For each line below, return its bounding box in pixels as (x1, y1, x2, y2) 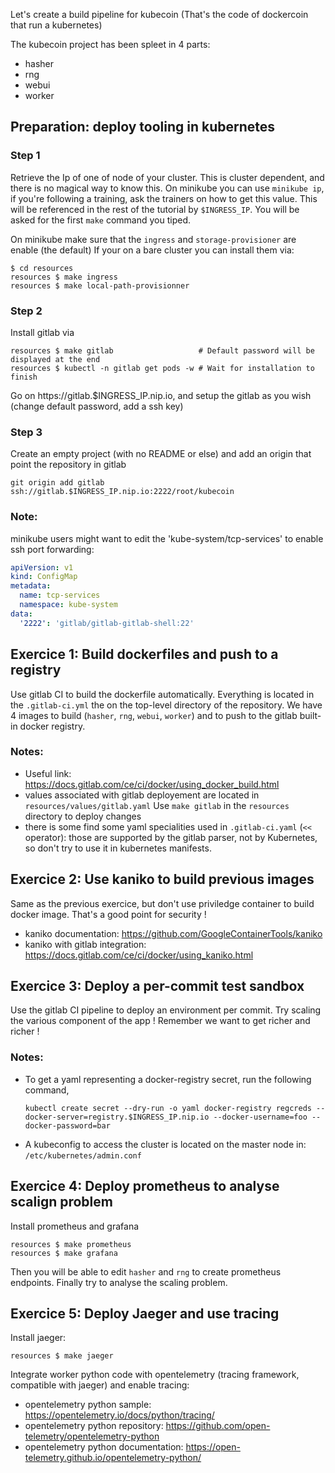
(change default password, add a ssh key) (10, 400, 184, 412)
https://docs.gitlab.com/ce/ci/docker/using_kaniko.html (24, 949, 254, 961)
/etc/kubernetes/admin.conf (24, 1150, 142, 1161)
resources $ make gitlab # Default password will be (10, 345, 315, 356)
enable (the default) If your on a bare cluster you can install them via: (10, 244, 295, 256)
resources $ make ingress (10, 272, 118, 282)
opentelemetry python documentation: (24, 1441, 184, 1453)
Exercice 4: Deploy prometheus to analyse (10, 1178, 280, 1195)
